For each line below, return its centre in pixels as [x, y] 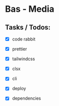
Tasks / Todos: [28, 27]
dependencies [27, 98]
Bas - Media [30, 9]
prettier [20, 49]
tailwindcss [23, 59]
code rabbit [24, 39]
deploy [19, 88]
